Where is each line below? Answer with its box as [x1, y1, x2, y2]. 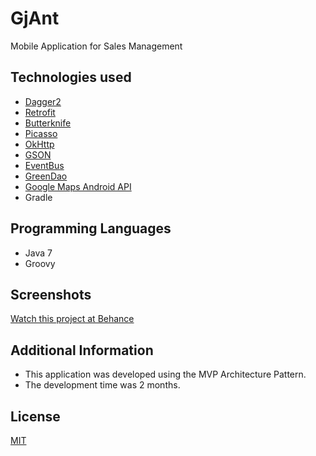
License [10, 408, 61, 425]
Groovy [24, 257, 56, 269]
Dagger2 [24, 95, 62, 107]
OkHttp [24, 138, 55, 150]
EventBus [24, 159, 65, 171]
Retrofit [24, 106, 56, 118]
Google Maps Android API [24, 180, 132, 192]
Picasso [24, 127, 58, 139]
